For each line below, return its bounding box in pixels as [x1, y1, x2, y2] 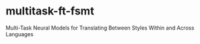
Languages [5, 30, 34, 37]
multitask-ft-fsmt [5, 4, 94, 18]
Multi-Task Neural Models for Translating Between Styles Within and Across [5, 24, 195, 31]
